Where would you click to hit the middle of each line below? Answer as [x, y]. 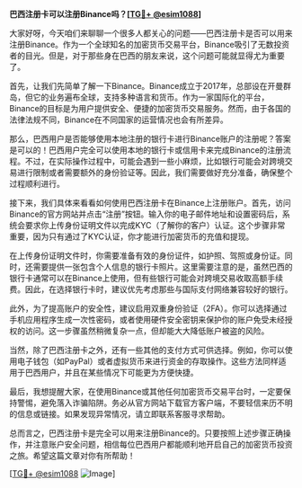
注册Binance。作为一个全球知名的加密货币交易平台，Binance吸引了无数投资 [150, 44]
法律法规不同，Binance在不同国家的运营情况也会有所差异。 [119, 120]
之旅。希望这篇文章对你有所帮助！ [72, 456]
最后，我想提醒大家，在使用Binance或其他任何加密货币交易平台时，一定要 [147, 391]
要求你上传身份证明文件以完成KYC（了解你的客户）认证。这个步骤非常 [155, 225]
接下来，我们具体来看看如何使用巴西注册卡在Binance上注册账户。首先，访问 [151, 203]
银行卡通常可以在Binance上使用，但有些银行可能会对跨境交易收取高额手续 [147, 278]
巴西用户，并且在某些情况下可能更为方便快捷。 [111, 373]
